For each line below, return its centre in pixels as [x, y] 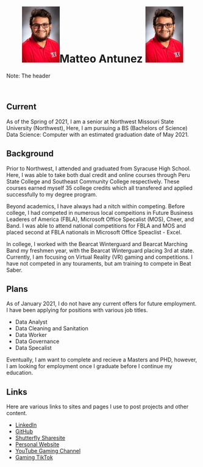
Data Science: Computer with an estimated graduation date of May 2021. [98, 134]
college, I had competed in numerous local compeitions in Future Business [100, 212]
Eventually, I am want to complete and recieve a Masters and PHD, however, [102, 360]
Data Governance [37, 341]
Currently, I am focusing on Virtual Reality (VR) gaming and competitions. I [100, 257]
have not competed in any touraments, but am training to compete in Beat [99, 263]
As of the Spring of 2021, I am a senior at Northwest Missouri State [90, 121]
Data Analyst [31, 322]
